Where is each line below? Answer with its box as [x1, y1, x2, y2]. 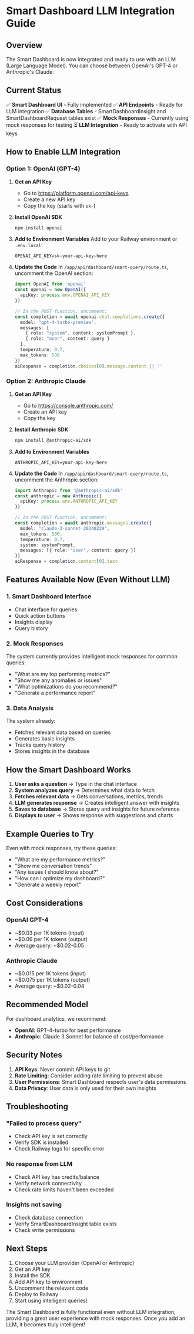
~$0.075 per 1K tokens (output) [14, 976, 91, 983]
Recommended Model [6, 999, 89, 1009]
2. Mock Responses [6, 639, 63, 647]
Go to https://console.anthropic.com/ [23, 402, 113, 409]
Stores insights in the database [14, 748, 90, 755]
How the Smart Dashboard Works [6, 765, 131, 775]
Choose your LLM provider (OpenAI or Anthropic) [14, 1259, 135, 1266]
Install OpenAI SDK [14, 214, 63, 221]
